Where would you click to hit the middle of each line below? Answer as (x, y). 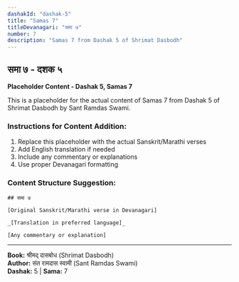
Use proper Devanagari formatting (68, 164)
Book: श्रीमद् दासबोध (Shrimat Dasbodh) (61, 255)
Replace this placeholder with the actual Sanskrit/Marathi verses (112, 142)
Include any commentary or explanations (78, 157)
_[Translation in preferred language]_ (67, 223)
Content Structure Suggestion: (62, 183)
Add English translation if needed (66, 150)
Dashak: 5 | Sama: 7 (38, 271)
